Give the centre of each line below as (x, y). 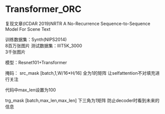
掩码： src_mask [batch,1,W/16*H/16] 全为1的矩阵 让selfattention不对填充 (80, 73)
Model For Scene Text (28, 29)
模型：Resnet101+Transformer (36, 62)
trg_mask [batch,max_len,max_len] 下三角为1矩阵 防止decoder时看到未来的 (82, 100)
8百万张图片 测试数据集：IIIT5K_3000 (44, 45)
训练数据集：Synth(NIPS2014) (36, 39)
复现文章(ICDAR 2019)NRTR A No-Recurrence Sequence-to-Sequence (78, 23)
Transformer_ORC (43, 9)
